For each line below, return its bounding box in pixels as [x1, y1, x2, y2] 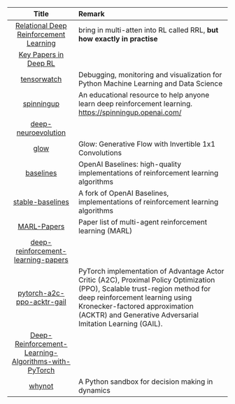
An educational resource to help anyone [78, 90, 210, 100]
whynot [29, 382, 54, 391]
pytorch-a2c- [17, 288, 65, 297]
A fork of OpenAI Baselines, [78, 189, 169, 198]
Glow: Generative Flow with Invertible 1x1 [78, 140, 215, 149]
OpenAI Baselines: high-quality [78, 159, 182, 169]
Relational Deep [15, 21, 68, 30]
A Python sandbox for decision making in [78, 377, 213, 386]
